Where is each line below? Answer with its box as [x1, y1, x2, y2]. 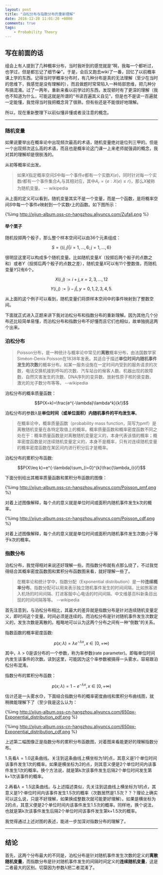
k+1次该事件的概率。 [5, 773, 46, 779]
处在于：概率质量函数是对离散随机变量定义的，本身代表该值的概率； [16, 433, 153, 438]
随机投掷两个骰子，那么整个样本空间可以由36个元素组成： [5, 235, 121, 241]
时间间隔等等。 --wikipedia [25, 596, 80, 603]
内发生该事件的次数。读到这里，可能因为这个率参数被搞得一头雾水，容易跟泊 [5, 656, 158, 662]
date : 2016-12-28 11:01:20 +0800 [5, 16, 73, 21]
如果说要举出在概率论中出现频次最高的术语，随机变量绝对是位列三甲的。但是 [5, 140, 158, 145]
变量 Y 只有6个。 [5, 267, 36, 273]
